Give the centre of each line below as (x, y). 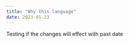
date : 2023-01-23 (28, 17)
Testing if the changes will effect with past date (65, 34)
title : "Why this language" (41, 11)
